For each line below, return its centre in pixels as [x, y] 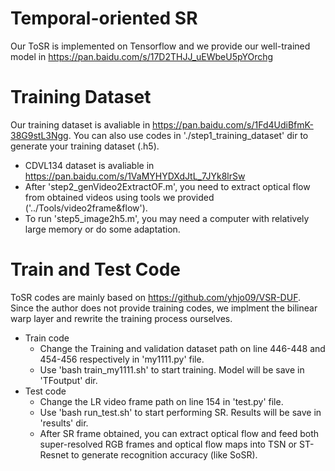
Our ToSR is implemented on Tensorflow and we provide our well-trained [160, 46]
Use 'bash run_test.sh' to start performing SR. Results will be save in [180, 412]
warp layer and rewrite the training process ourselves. [121, 318]
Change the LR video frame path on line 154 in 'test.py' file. [161, 401]
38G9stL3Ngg [39, 135]
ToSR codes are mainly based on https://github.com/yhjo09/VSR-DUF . [155, 297]
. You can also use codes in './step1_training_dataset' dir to [188, 135]
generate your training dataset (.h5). [85, 146]
